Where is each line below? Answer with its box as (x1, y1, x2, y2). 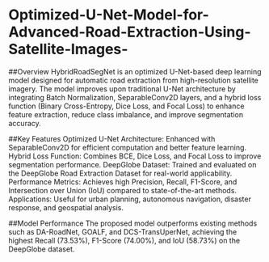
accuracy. (8, 118, 42, 128)
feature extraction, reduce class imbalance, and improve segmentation (8, 109, 244, 119)
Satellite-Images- (8, 40, 128, 58)
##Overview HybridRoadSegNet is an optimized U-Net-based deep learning (8, 66, 262, 76)
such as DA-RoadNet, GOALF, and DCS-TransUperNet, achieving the (8, 226, 237, 236)
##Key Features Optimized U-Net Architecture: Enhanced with (8, 133, 216, 143)
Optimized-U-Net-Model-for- (8, 6, 210, 24)
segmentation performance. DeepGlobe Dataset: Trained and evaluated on (8, 159, 257, 169)
